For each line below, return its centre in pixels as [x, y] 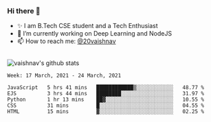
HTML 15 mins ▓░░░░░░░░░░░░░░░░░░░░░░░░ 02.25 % [106, 112]
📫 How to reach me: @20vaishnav [66, 41]
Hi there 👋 [24, 11]
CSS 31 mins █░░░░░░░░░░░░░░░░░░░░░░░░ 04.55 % [106, 106]
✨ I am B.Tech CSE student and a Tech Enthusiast [87, 26]
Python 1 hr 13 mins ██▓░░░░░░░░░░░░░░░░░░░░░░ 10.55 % [106, 100]
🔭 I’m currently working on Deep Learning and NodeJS [95, 34]
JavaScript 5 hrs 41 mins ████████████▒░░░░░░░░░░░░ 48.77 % [106, 88]
